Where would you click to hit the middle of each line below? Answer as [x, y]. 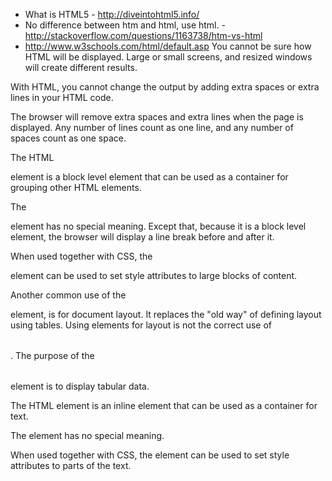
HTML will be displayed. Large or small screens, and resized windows [168, 57]
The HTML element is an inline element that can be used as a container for [164, 405]
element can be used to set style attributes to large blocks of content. [154, 275]
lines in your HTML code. [62, 97]
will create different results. [81, 67]
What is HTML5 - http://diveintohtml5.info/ [112, 14]
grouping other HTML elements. [76, 187]
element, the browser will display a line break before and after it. [142, 237]
